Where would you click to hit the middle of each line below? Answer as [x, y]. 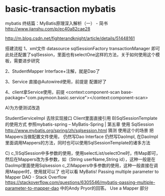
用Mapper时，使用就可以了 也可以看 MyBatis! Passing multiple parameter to [82, 171]
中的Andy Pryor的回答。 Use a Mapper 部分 [104, 188]
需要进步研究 [27, 60]
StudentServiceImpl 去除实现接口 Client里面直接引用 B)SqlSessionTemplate [81, 118]
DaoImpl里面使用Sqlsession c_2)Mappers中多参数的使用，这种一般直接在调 [82, 165]
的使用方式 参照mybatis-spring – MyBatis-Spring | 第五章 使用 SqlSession [80, 124]
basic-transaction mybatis [61, 9]
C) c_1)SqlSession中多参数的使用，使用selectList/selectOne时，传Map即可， [83, 153]
